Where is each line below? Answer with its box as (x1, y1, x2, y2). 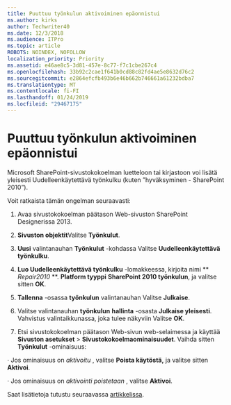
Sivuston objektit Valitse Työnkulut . (17, 231, 120, 239)
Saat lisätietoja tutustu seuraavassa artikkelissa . (7, 390, 145, 398)
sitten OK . (17, 279, 47, 288)
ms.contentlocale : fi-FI (7, 88, 79, 94)
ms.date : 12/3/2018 (7, 29, 64, 37)
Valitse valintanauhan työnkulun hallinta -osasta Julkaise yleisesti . (17, 306, 212, 315)
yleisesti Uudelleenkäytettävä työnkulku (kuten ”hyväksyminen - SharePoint (7, 175, 225, 184)
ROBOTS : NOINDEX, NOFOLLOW (7, 49, 86, 56)
